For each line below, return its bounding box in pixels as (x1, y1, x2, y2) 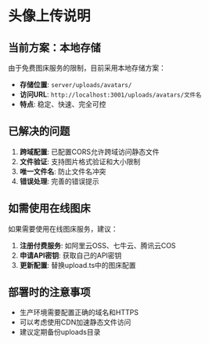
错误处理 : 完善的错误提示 (19, 176, 99, 185)
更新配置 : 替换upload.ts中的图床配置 (19, 260, 136, 269)
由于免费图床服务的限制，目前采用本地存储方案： (8, 64, 166, 72)
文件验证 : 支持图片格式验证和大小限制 (19, 156, 141, 166)
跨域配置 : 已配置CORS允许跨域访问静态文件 (19, 147, 160, 156)
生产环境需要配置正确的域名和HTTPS (19, 308, 139, 317)
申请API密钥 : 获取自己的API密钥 (19, 251, 122, 260)
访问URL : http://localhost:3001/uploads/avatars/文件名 (19, 90, 202, 99)
